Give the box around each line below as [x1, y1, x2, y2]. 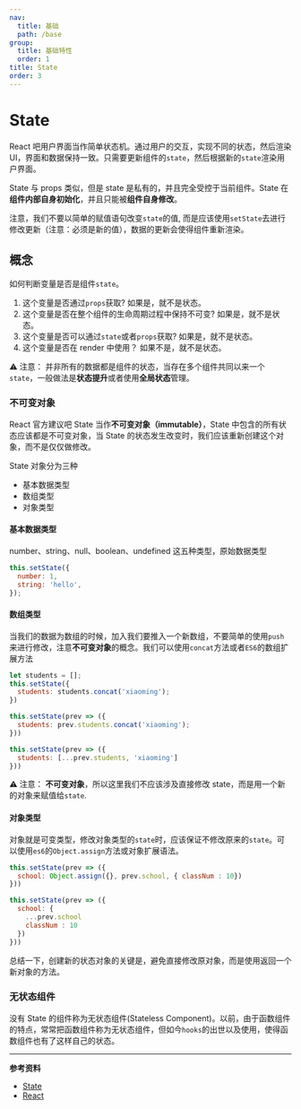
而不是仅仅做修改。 [24, 441, 96, 452]
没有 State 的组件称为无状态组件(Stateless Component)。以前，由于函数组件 [9, 1012, 291, 1023]
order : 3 [9, 72, 42, 81]
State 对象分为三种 [9, 460, 79, 471]
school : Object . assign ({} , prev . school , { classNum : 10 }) [17, 871, 243, 880]
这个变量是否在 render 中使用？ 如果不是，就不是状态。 [21, 342, 227, 352]
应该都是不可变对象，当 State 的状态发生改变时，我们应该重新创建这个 [16, 429, 276, 440]
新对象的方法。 [9, 966, 64, 977]
